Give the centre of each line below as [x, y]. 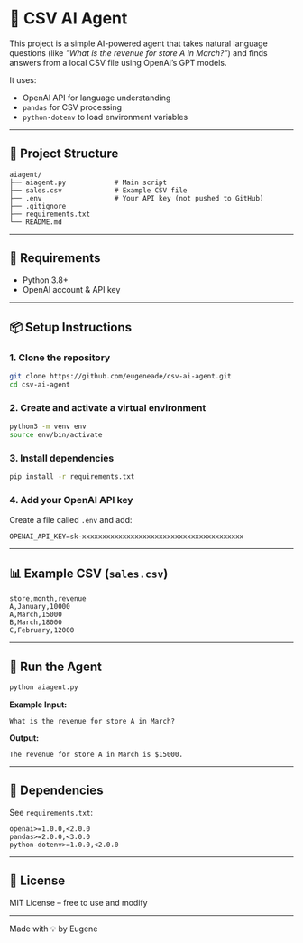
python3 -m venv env [48, 427]
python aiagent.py [44, 687]
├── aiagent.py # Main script [88, 182]
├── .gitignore [38, 206]
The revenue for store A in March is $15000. [96, 755]
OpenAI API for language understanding [96, 98]
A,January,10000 [40, 607]
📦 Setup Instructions [71, 327]
